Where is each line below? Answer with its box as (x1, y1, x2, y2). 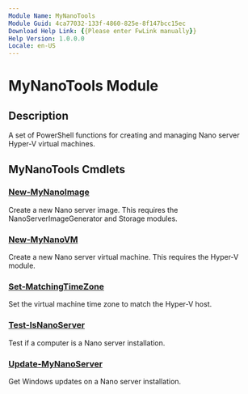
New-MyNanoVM (8, 234, 78, 245)
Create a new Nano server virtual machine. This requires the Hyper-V (8, 252, 239, 262)
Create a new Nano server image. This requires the (8, 205, 179, 214)
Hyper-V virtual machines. (8, 139, 95, 149)
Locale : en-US (8, 42, 57, 50)
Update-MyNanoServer (8, 358, 103, 369)
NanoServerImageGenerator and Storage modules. (8, 214, 178, 223)
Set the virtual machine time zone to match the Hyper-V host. (8, 299, 212, 309)
